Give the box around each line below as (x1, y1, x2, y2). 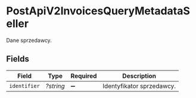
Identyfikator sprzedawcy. (102, 82, 176, 90)
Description (122, 72, 157, 80)
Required (70, 72, 97, 80)
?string (45, 82, 66, 90)
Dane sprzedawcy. (6, 36, 52, 44)
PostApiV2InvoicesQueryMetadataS (6, 4, 191, 18)
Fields (6, 54, 30, 64)
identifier (9, 82, 40, 89)
